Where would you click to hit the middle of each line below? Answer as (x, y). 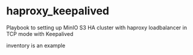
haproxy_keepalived (58, 11)
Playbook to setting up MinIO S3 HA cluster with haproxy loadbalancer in (96, 27)
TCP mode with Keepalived (40, 33)
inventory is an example (36, 45)
